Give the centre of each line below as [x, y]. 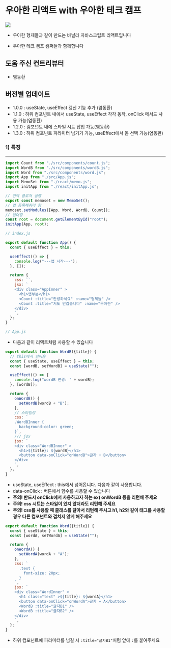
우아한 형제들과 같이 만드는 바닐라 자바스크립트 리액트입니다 [72, 35]
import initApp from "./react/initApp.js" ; [52, 187]
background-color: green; [46, 427]
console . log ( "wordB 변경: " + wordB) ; [54, 380]
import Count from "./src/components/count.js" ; [58, 163]
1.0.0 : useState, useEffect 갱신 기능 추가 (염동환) [63, 107]
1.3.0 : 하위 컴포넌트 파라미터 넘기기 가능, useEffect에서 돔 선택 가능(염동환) [88, 133]
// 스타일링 [25, 413]
